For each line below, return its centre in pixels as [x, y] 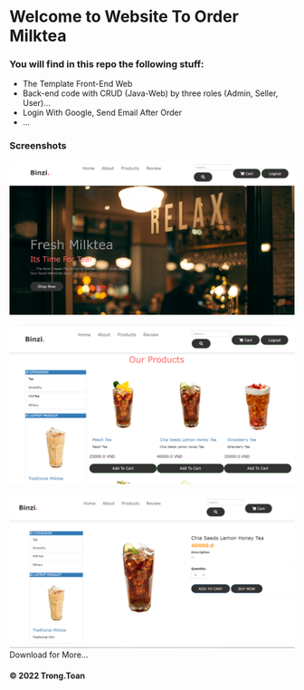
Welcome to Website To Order [124, 17]
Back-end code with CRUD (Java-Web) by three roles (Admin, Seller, [150, 93]
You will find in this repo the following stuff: [107, 64]
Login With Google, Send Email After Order [102, 113]
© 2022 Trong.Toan [47, 676]
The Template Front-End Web [77, 84]
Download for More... [49, 655]
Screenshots [38, 146]
